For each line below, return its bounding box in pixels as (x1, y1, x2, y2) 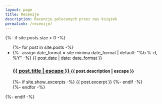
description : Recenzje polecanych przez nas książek (5, 16, 117, 21)
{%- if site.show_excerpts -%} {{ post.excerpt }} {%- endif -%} (12, 79, 143, 85)
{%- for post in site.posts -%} (12, 44, 74, 50)
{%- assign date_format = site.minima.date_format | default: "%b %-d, (12, 50, 157, 56)
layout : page (5, 7, 32, 12)
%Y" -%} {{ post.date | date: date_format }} (12, 55, 102, 61)
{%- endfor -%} (12, 84, 45, 90)
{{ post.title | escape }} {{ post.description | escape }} (12, 68, 134, 75)
